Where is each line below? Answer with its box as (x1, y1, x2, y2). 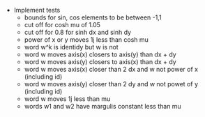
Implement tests (13, 6, 61, 14)
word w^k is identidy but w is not (24, 43, 119, 51)
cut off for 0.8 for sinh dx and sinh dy (24, 28, 131, 36)
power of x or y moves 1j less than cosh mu (24, 36, 149, 44)
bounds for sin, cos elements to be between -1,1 (24, 13, 162, 22)
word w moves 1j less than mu (24, 95, 111, 103)
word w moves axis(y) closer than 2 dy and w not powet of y (24, 80, 199, 88)
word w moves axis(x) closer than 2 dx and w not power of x (24, 65, 199, 73)
